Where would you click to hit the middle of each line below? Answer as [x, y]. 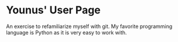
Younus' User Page [53, 10]
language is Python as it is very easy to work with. [66, 32]
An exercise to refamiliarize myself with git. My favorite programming [89, 26]
